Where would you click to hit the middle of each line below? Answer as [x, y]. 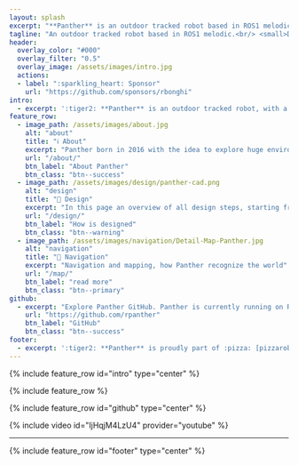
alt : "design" [51, 191]
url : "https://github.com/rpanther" [93, 315]
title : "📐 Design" [59, 200]
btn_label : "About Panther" [77, 166]
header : [24, 42]
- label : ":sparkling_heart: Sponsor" [89, 84]
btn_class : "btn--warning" [75, 232]
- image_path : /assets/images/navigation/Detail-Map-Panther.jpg [141, 241]
